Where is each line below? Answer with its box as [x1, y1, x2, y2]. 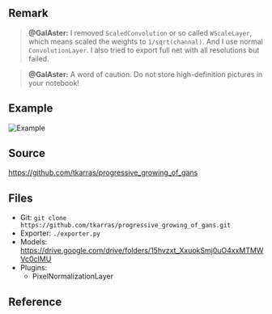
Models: [19, 237, 48, 247]
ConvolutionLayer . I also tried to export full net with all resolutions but [28, 45, 260, 55]
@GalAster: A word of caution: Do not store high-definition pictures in [28, 69, 263, 79]
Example [8, 101, 53, 116]
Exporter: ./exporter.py [19, 228, 101, 238]
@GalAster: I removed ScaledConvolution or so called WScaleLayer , [28, 28, 253, 37]
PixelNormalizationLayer [32, 271, 113, 282]
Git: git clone [19, 213, 67, 223]
